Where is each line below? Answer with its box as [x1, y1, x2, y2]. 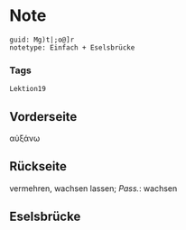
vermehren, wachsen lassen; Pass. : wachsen [9, 182, 178, 194]
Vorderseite [9, 109, 78, 124]
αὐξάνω [9, 133, 41, 144]
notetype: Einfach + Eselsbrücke [9, 42, 135, 52]
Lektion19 [9, 85, 47, 94]
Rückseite [9, 159, 68, 174]
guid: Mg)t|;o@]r [9, 35, 75, 44]
